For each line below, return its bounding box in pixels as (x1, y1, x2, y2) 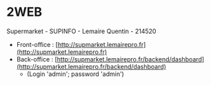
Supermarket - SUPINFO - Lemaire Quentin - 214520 (6, 27, 157, 35)
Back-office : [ (16, 55, 58, 63)
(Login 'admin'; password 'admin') (26, 70, 125, 78)
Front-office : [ (16, 40, 58, 48)
